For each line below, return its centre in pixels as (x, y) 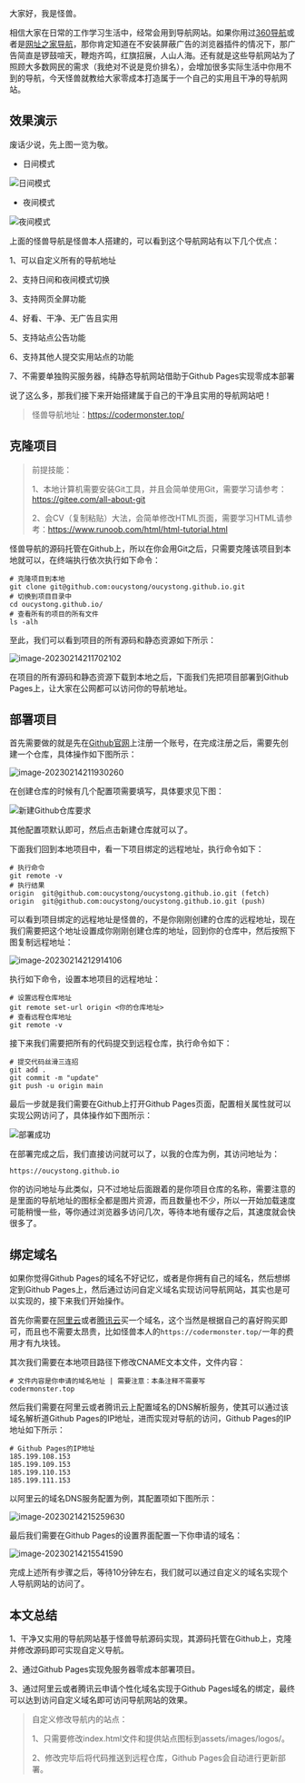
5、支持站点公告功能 (48, 337)
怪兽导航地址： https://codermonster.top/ (108, 414)
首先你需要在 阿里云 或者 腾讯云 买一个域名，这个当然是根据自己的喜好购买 (144, 1321)
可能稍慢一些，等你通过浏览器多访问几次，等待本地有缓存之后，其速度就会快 (152, 1212)
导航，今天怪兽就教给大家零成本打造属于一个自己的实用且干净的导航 (152, 78)
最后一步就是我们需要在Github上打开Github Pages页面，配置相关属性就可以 (150, 1104)
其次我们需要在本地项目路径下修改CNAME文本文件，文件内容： (128, 1362)
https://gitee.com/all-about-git (89, 499)
